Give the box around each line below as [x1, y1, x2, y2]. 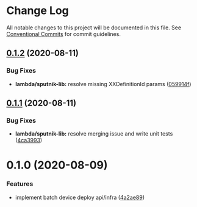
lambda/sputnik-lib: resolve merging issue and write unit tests [15, 130, 173, 137]
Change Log [6, 4, 69, 18]
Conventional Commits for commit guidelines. [6, 30, 121, 37]
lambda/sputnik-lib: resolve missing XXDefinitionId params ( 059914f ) [15, 80, 192, 87]
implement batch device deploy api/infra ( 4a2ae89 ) [15, 194, 145, 201]
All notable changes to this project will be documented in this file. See [6, 24, 182, 31]
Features [6, 180, 34, 188]
